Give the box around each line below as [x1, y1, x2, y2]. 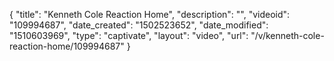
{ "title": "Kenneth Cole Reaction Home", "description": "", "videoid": [9, 9, 291, 20]
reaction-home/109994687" [9, 40, 125, 52]
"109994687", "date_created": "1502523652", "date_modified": [9, 19, 269, 31]
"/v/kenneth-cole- [250, 30, 325, 41]
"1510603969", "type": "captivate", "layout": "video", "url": [9, 30, 249, 41]
